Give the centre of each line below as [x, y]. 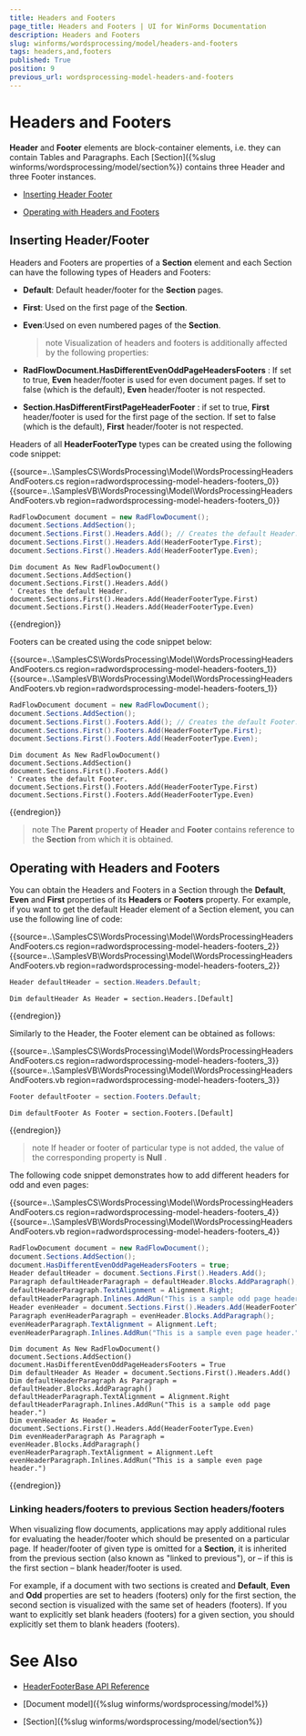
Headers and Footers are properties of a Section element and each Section [151, 262]
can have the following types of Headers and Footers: [110, 272]
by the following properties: [97, 352]
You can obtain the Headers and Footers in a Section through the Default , [148, 890]
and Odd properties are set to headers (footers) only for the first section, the [153, 1595]
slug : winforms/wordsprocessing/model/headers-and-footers [124, 43]
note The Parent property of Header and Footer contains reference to [163, 830]
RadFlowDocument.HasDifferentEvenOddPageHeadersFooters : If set [157, 370]
